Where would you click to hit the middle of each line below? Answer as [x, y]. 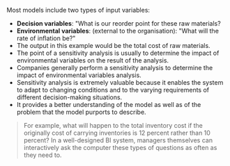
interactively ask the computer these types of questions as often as [120, 148]
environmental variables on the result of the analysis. [92, 60]
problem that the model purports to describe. [82, 112]
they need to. [43, 155]
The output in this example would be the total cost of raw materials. [113, 45]
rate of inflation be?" [46, 38]
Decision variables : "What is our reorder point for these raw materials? [118, 23]
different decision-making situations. [69, 97]
